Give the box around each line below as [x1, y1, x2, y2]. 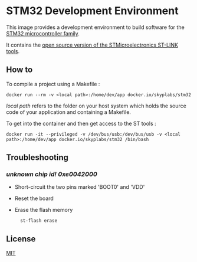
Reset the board [14, 195, 54, 202]
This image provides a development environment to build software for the [6, 24, 185, 31]
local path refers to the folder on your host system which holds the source [6, 102, 187, 109]
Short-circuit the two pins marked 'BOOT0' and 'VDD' [14, 184, 145, 191]
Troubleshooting [6, 152, 69, 163]
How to [6, 65, 33, 75]
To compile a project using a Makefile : [6, 80, 100, 87]
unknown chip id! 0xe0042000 [6, 170, 97, 178]
